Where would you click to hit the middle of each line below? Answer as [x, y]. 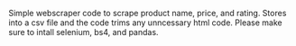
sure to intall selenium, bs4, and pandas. [83, 32]
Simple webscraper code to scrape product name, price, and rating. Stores [148, 13]
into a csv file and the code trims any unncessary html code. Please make [145, 23]
